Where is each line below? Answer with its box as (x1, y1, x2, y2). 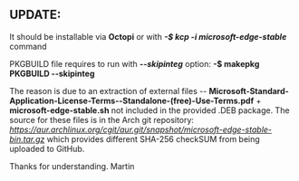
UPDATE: (9, 7, 62, 23)
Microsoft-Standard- (208, 85, 290, 96)
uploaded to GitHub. (9, 143, 85, 154)
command (9, 41, 47, 52)
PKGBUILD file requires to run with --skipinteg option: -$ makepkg (9, 58, 260, 69)
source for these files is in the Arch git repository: (9, 114, 195, 125)
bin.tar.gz (9, 133, 45, 144)
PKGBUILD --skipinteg (9, 68, 95, 79)
